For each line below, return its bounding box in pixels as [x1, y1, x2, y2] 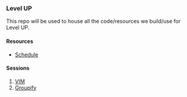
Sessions [6, 64, 30, 72]
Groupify [14, 84, 37, 91]
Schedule [14, 51, 39, 58]
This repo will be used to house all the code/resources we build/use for [6, 18, 181, 25]
